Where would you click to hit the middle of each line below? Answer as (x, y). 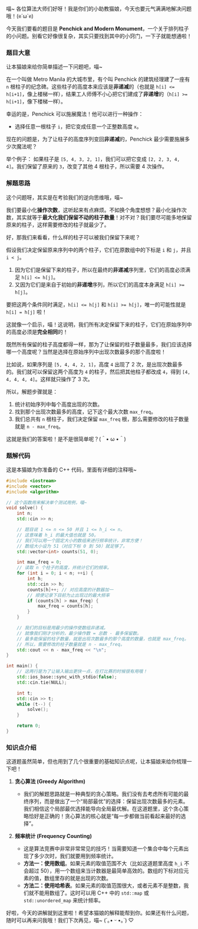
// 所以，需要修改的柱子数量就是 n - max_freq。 (71, 644)
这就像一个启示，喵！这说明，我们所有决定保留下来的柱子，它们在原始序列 (96, 324)
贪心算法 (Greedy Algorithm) (50, 781)
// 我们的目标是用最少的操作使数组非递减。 (62, 628)
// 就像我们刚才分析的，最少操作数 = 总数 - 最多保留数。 (79, 633)
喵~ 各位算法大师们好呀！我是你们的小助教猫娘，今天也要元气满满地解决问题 (99, 9)
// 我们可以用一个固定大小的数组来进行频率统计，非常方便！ (80, 540)
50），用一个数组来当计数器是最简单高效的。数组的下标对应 (112, 871)
